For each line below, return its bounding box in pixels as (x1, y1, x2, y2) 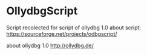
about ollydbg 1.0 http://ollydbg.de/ (6, 42, 94, 49)
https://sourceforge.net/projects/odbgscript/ (6, 30, 117, 37)
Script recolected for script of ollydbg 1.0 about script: (6, 24, 141, 31)
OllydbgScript (6, 4, 78, 18)
